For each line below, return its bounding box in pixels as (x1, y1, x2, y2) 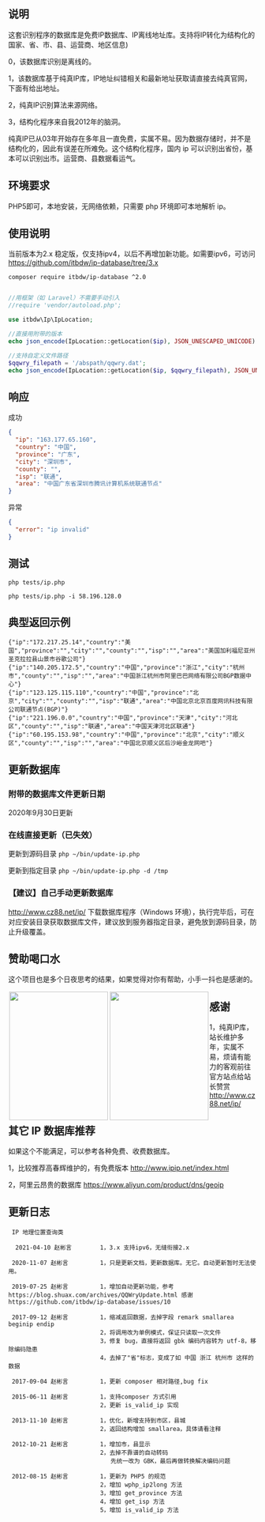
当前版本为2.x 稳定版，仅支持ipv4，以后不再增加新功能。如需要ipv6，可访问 (8, 249, 256, 259)
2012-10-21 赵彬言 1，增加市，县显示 (11, 1440, 151, 1448)
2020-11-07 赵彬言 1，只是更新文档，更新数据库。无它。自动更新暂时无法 (11, 1259, 251, 1267)
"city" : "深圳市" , (15, 458, 73, 466)
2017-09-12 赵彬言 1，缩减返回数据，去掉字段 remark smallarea (11, 1313, 234, 1321)
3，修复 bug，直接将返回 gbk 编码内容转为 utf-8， (99, 1337, 251, 1345)
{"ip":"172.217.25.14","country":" (8, 639, 125, 647)
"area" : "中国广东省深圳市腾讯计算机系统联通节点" (15, 480, 162, 488)
